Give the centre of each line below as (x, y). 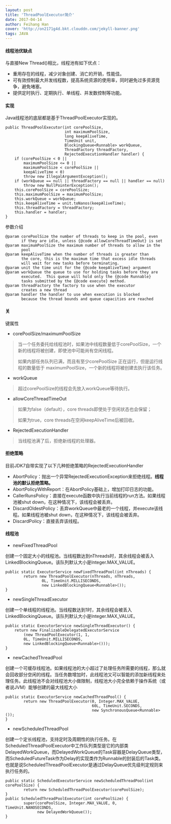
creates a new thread (44, 290)
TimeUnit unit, (80, 141)
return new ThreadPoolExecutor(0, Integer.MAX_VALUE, (82, 702)
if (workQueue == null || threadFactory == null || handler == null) (90, 181)
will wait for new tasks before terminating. (70, 263)
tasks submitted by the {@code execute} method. (74, 281)
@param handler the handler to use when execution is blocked (73, 295)
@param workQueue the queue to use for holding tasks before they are (82, 272)
